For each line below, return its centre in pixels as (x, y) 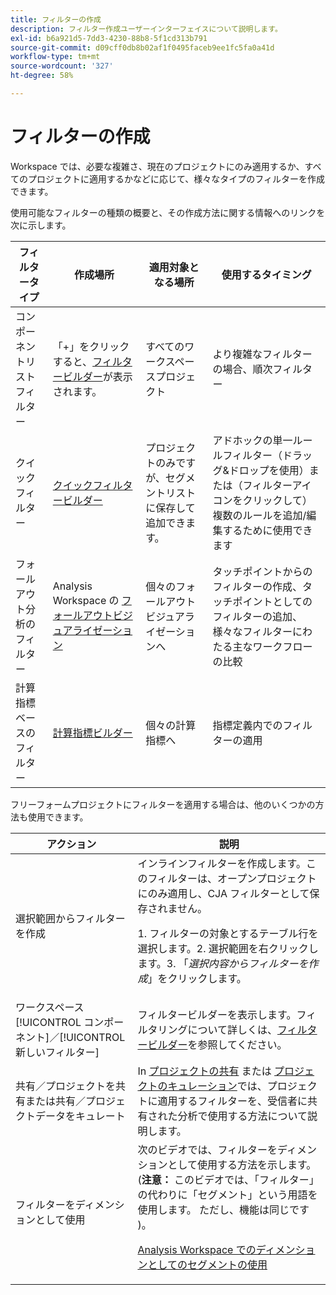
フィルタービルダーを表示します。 (217, 1014)
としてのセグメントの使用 (207, 1264)
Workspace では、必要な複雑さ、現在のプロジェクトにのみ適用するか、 (157, 166)
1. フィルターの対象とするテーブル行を (228, 933)
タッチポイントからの (262, 571)
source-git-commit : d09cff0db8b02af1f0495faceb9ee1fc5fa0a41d (142, 47)
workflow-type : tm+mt (55, 57)
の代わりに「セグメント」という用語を (227, 1194)
